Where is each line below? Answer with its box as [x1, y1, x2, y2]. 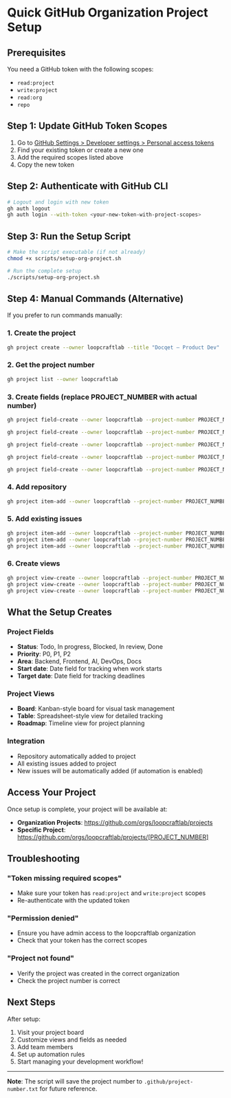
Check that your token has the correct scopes [16, 936, 148, 945]
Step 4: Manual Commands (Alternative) [7, 292, 184, 304]
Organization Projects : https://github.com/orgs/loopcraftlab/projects [16, 818, 213, 826]
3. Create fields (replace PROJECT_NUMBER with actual [7, 392, 197, 402]
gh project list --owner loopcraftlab [7, 376, 118, 383]
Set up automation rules [16, 1050, 85, 1058]
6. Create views [7, 559, 60, 568]
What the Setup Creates [7, 606, 112, 618]
